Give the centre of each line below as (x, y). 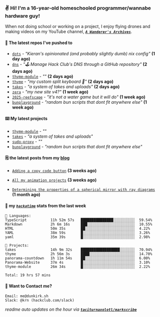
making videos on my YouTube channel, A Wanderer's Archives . (69, 32)
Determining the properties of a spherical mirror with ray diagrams (84, 190)
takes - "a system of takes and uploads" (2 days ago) (66, 86)
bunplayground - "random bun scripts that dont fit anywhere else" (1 (80, 102)
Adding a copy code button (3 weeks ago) (54, 170)
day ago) (21, 59)
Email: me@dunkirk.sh (27, 296)
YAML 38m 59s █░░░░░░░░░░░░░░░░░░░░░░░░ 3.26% (78, 233)
